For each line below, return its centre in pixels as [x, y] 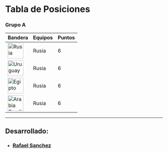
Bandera [18, 37]
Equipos [43, 37]
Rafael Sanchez [32, 145]
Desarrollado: [27, 131]
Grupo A [15, 25]
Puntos [66, 37]
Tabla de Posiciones [48, 9]
